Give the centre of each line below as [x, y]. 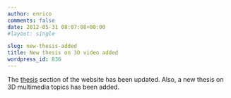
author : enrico [30, 14]
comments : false [31, 20]
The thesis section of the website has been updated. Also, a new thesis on [115, 79]
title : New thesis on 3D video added [63, 53]
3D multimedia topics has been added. [64, 87]
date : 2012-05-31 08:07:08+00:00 [57, 27]
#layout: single [31, 33]
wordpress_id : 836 [34, 60]
